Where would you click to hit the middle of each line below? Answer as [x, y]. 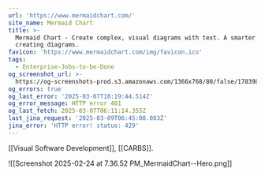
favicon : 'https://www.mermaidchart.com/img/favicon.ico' [105, 52]
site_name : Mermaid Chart [50, 23]
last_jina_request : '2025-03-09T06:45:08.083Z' [88, 118]
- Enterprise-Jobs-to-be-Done [65, 67]
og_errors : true [35, 89]
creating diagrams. [47, 45]
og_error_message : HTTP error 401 [65, 103]
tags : [17, 60]
